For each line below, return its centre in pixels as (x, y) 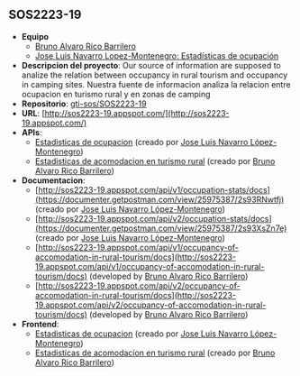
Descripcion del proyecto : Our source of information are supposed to (151, 65)
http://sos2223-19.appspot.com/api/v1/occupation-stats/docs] (155, 189)
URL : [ (33, 113)
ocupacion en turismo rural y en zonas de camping (116, 94)
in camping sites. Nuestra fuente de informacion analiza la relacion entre (156, 84)
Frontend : (40, 324)
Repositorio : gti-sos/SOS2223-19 (84, 104)
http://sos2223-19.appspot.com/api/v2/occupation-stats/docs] (155, 218)
